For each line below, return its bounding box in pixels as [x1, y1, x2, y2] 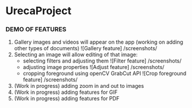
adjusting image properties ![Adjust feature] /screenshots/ [22, 64, 165, 71]
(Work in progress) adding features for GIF [14, 89, 118, 96]
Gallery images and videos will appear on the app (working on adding [14, 38, 184, 45]
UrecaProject [5, 4, 71, 18]
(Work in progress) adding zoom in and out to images [14, 83, 144, 90]
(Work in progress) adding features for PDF [14, 95, 119, 102]
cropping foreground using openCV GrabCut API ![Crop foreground [22, 70, 187, 77]
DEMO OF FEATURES [5, 25, 67, 34]
